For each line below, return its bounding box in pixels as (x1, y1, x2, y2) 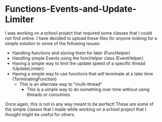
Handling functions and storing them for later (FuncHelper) (12, 50, 130, 56)
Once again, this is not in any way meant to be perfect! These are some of (5, 101, 154, 107)
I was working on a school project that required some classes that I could (5, 30, 152, 36)
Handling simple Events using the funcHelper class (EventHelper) (12, 55, 144, 61)
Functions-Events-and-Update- (5, 3, 137, 15)
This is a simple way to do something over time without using (26, 86, 150, 92)
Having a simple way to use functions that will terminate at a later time (12, 71, 153, 76)
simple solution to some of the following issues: (5, 40, 101, 46)
